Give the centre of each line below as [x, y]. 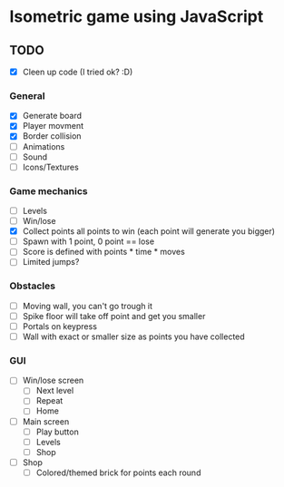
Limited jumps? [51, 262]
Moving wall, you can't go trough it [87, 306]
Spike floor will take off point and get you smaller [114, 316]
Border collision [52, 136]
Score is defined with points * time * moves [104, 252]
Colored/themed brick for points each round [118, 472]
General [27, 95]
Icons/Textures [50, 167]
